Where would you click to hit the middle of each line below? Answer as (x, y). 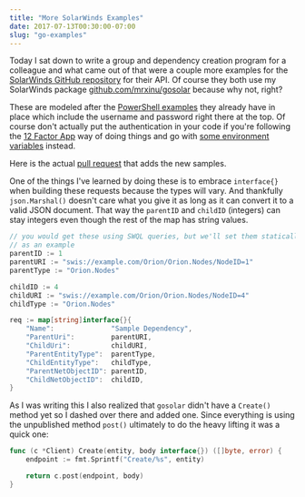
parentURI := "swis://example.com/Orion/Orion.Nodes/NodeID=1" (132, 262)
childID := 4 (34, 287)
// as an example (42, 245)
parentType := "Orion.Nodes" (64, 270)
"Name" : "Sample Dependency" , (109, 329)
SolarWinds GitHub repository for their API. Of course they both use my (143, 80)
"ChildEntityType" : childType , (89, 362)
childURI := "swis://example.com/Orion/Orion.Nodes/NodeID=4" (129, 295)
